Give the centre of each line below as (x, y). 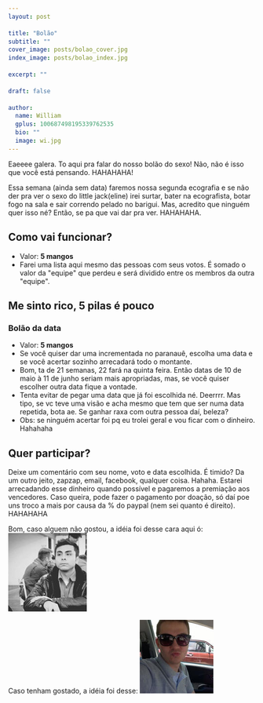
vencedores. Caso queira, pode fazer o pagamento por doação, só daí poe (129, 497)
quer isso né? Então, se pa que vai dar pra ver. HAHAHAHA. (105, 213)
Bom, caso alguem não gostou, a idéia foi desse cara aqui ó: (106, 529)
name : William (38, 116)
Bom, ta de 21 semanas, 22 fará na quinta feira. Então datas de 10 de (130, 370)
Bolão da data (35, 328)
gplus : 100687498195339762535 (64, 124)
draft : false (29, 91)
